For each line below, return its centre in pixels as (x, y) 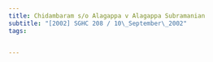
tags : (17, 31)
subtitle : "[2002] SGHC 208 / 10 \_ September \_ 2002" (98, 23)
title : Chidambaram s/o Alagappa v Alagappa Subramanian (107, 16)
